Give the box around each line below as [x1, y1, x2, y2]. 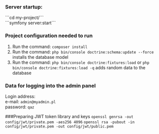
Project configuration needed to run [5, 32, 93, 39]
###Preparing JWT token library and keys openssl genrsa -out [5, 113, 134, 119]
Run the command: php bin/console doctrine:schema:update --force [12, 48, 154, 55]
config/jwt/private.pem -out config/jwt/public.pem [5, 124, 114, 129]
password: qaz [5, 104, 35, 110]
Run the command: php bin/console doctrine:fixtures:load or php [12, 59, 150, 65]
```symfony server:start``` [5, 20, 56, 26]
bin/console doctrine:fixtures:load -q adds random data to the [12, 64, 146, 70]
